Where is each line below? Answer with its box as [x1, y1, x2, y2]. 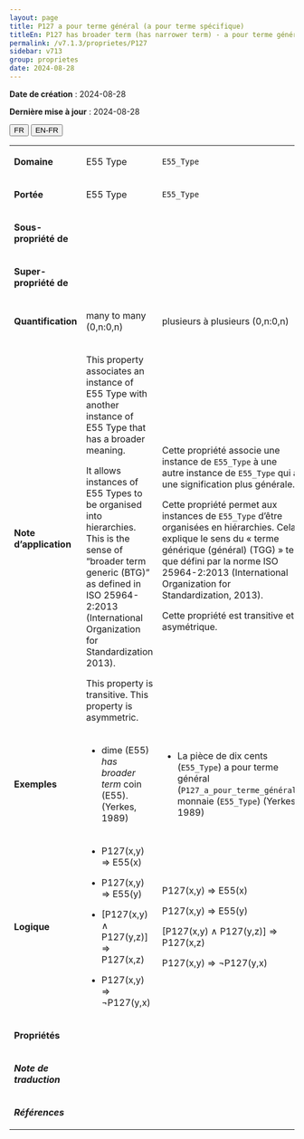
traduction [14, 1073, 61, 1086]
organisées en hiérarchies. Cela [161, 521, 297, 533]
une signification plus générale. [161, 477, 296, 490]
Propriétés [14, 1029, 61, 1041]
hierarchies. [85, 521, 137, 533]
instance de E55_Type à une [161, 455, 278, 467]
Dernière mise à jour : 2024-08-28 [9, 106, 140, 117]
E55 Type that [85, 421, 147, 434]
